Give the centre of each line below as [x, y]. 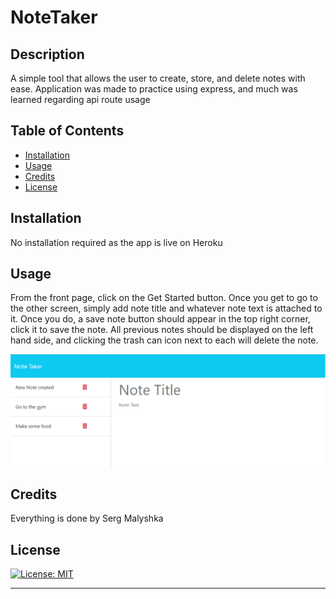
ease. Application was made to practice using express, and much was [154, 89]
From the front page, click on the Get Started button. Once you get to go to [164, 298]
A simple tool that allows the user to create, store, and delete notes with [158, 78]
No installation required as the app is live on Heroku [116, 242]
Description [47, 54]
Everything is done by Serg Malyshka [87, 518]
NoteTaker [54, 17]
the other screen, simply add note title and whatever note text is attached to [166, 308]
